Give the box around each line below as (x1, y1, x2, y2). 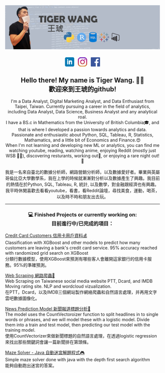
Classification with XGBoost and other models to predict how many (5, 239, 141, 245)
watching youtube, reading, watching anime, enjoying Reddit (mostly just (9, 148, 156, 154)
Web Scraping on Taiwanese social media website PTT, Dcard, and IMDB (5, 278, 153, 284)
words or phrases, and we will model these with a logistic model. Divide (5, 316, 150, 322)
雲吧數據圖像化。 (5, 295, 40, 301)
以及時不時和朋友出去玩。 (56, 194, 109, 200)
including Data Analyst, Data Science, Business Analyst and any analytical (7, 109, 158, 115)
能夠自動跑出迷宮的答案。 (5, 362, 57, 368)
